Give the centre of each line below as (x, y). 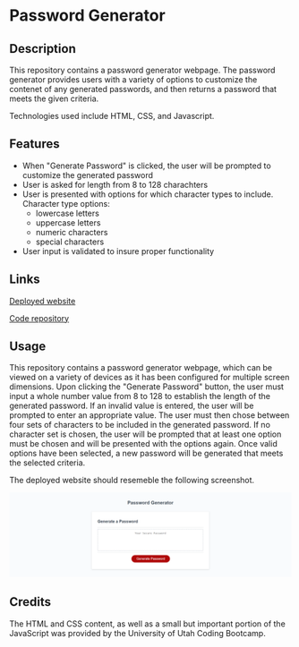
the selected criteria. (47, 463)
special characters (70, 242)
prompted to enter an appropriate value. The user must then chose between (149, 415)
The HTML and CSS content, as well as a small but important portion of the (148, 624)
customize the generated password (88, 175)
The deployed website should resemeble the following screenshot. (132, 481)
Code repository (39, 318)
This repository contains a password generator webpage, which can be (141, 368)
